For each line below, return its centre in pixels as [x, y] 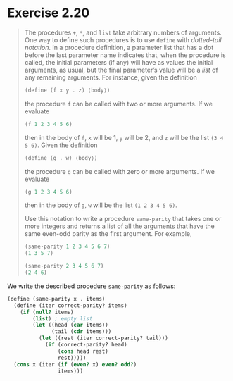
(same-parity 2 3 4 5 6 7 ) [64, 266]
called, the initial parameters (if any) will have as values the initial [119, 62]
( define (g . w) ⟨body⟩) [61, 158]
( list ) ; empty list [63, 318]
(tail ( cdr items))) [82, 332]
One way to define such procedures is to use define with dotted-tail [123, 39]
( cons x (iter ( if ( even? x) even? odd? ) [75, 364]
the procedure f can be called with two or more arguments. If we [119, 104]
